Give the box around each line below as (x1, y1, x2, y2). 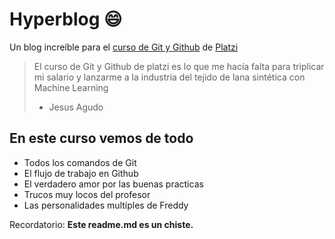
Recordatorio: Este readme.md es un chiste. (9, 218, 194, 230)
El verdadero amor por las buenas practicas (23, 178, 204, 190)
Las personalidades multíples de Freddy (23, 199, 189, 211)
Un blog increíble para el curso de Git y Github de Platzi (9, 41, 239, 53)
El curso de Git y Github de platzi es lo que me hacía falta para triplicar (33, 60, 325, 72)
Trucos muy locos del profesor (23, 188, 151, 200)
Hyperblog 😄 (9, 8, 123, 31)
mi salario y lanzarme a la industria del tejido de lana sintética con (33, 71, 306, 83)
